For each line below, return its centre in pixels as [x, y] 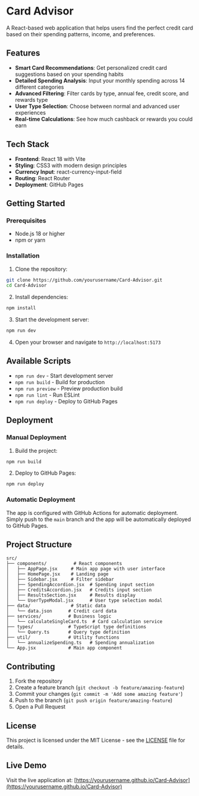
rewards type [31, 99]
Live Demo [26, 766]
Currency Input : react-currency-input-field [68, 172]
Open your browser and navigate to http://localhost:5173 [88, 343]
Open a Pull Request [40, 707]
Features [23, 53]
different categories [39, 87]
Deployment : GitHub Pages [49, 185]
